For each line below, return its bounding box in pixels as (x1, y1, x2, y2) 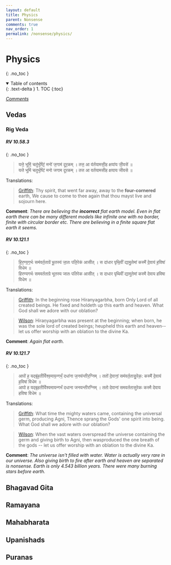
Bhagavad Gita (6, 483, 54, 492)
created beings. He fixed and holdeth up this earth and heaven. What (18, 302, 164, 308)
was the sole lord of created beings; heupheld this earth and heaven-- (18, 323, 166, 329)
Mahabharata (6, 518, 50, 527)
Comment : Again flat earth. (6, 338, 64, 345)
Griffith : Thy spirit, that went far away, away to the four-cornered (18, 188, 156, 194)
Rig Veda (6, 126, 29, 133)
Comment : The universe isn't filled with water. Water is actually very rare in (6, 452, 165, 458)
